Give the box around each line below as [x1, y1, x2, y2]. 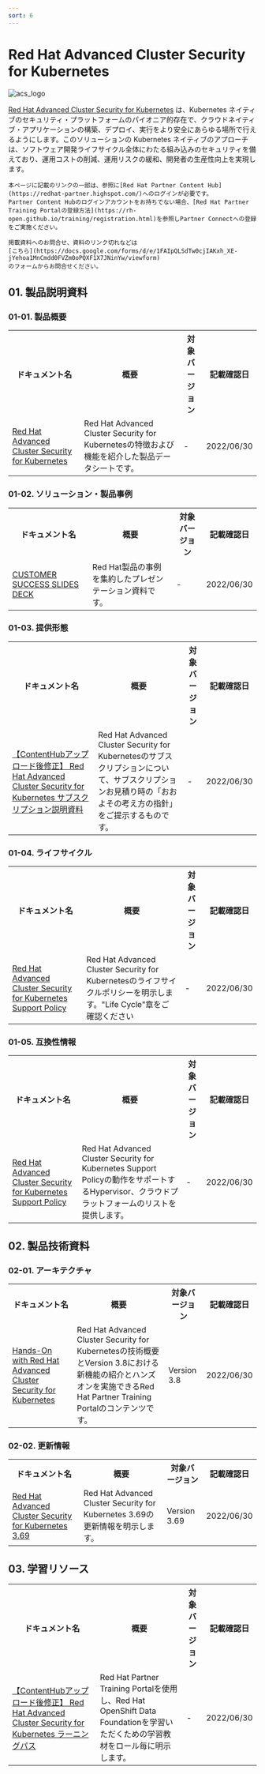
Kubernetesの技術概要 [77, 1346, 160, 1357]
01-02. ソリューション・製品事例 [8, 489, 132, 500]
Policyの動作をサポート [81, 1175, 168, 1186]
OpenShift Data [99, 1705, 157, 1716]
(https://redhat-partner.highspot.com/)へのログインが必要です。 [8, 190, 213, 197]
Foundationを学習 [99, 1717, 166, 1728]
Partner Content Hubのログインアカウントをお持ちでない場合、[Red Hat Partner [8, 198, 250, 206]
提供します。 [81, 1210, 129, 1221]
